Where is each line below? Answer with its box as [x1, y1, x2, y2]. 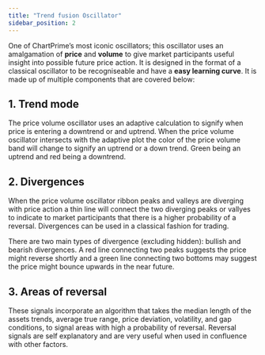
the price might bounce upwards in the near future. [8, 262, 175, 272]
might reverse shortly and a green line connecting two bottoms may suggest [8, 254, 257, 263]
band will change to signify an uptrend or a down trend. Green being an [8, 143, 241, 153]
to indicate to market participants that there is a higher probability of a [8, 213, 237, 223]
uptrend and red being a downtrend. [8, 152, 127, 162]
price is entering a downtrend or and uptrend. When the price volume [8, 127, 235, 136]
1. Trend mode [8, 97, 79, 111]
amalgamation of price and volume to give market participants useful [8, 49, 235, 59]
